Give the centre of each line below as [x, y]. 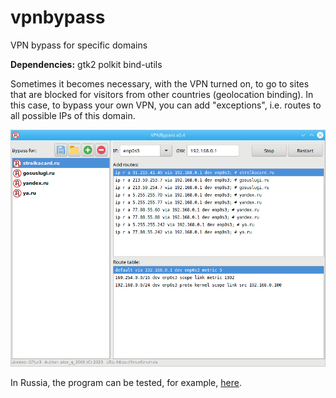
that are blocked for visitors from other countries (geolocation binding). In [162, 94]
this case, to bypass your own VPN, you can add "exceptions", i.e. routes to [166, 105]
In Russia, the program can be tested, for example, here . [126, 383]
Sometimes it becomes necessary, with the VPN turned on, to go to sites [160, 83]
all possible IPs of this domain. [73, 115]
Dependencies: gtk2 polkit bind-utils [86, 64]
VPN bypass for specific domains [79, 45]
